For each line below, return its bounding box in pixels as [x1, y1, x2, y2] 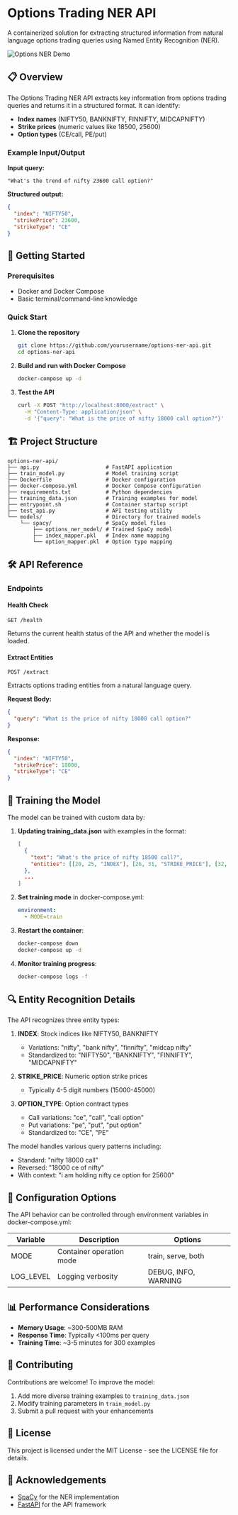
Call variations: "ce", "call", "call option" [28, 1114, 144, 1122]
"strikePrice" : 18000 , [13, 761, 81, 769]
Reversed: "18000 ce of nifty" [17, 1163, 105, 1172]
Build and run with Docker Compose [17, 362, 126, 370]
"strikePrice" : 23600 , [13, 216, 81, 224]
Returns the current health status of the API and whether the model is [7, 629, 210, 638]
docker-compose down [17, 940, 79, 947]
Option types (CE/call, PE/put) [17, 130, 108, 138]
